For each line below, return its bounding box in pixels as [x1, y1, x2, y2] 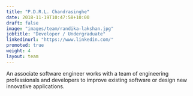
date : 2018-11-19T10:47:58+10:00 [6, 14, 90, 20]
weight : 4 [6, 48, 31, 54]
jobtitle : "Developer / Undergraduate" [6, 31, 106, 37]
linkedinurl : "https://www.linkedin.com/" [6, 37, 114, 43]
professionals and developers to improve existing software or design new [6, 76, 188, 83]
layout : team [6, 53, 39, 59]
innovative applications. [6, 82, 65, 90]
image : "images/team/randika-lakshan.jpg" [6, 25, 114, 32]
